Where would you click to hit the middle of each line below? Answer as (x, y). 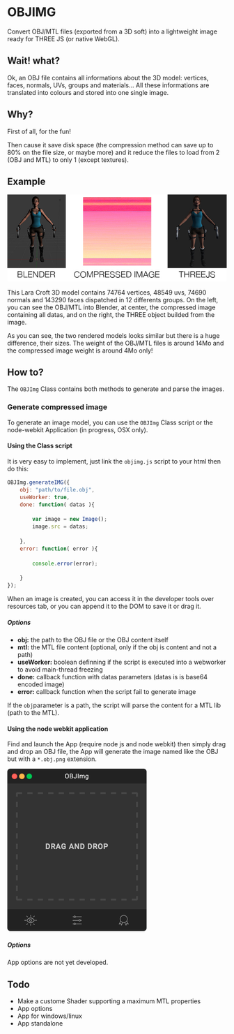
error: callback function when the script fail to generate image (107, 692)
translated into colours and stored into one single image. (88, 92)
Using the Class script (40, 446)
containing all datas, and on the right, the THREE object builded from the (111, 314)
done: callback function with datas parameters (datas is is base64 (112, 677)
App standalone (40, 1023)
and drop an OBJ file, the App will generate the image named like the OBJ (113, 752)
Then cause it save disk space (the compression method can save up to (110, 145)
